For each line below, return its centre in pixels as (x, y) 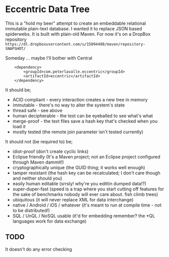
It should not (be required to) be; (39, 141)
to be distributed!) (31, 210)
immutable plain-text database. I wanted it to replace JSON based (74, 28)
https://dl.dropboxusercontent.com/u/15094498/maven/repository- (75, 44)
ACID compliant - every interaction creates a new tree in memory (80, 99)
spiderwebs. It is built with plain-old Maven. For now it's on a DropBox (78, 34)
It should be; (18, 90)
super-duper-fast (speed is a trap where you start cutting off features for (88, 189)
